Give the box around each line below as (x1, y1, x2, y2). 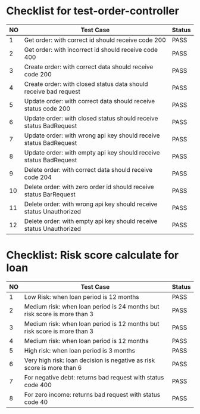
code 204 (24, 173, 52, 181)
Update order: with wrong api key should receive (24, 131, 160, 140)
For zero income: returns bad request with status (24, 390, 161, 398)
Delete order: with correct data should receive (24, 165, 153, 174)
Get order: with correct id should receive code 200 (24, 36, 167, 44)
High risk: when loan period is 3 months (24, 346, 136, 354)
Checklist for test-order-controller (6, 4, 180, 18)
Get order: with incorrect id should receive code (24, 45, 158, 54)
